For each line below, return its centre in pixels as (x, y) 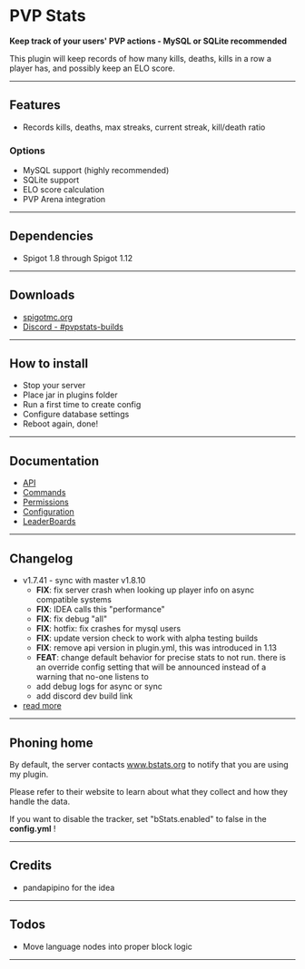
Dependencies (51, 236)
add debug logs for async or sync (99, 687)
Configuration (48, 512)
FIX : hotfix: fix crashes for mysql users (108, 629)
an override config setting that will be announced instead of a (151, 667)
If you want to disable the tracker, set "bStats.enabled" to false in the (138, 818)
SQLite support (51, 180)
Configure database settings (76, 415)
